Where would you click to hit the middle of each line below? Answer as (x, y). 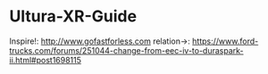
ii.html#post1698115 (46, 60)
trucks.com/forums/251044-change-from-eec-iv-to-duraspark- (126, 50)
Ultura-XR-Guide (73, 16)
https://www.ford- (225, 41)
